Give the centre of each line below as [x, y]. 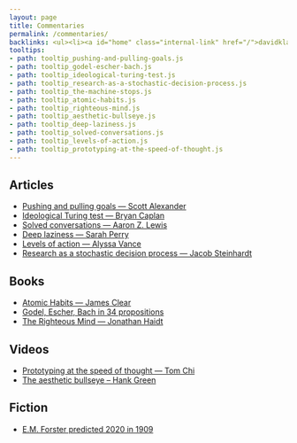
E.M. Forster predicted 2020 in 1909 [88, 429]
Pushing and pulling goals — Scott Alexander [104, 206]
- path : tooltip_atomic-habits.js [73, 100]
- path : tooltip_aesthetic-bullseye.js [83, 116]
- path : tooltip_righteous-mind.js [75, 108]
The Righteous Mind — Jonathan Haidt [92, 322]
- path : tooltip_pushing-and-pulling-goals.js [96, 58]
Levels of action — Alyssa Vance [81, 244]
